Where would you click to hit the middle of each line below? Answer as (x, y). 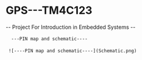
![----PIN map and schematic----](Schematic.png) (73, 51)
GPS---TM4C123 (49, 10)
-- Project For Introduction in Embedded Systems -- (71, 27)
